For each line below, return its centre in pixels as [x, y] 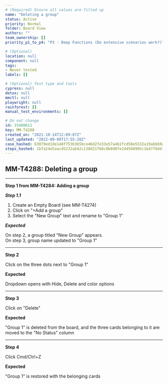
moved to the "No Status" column [40, 333]
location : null [21, 56]
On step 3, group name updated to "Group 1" [51, 240]
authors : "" [17, 33]
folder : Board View [25, 29]
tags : [11, 66]
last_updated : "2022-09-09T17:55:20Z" [45, 139]
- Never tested [21, 70]
